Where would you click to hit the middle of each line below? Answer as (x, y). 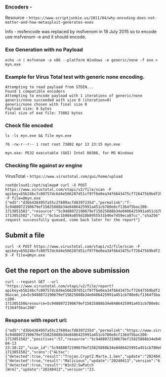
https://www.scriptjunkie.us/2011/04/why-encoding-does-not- (93, 18)
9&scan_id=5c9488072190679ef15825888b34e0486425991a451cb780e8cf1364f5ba (83, 295)
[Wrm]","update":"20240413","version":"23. (51, 370)
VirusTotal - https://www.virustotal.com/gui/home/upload (64, 176)
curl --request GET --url (32, 282)
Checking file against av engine (44, 165)
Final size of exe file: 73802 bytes (44, 113)
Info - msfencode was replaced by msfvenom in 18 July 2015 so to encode (81, 32)
